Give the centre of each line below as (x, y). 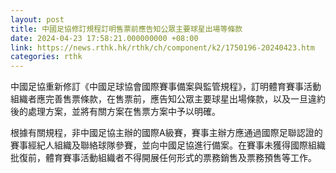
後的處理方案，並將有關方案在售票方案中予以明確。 (115, 112)
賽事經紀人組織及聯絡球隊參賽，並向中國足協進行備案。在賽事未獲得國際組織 (168, 145)
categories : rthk (46, 57)
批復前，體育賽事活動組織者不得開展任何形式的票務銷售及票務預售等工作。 (163, 158)
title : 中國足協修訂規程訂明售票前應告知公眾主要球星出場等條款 (126, 29)
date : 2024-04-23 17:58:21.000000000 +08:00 (104, 38)
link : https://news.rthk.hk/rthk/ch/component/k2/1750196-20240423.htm (162, 47)
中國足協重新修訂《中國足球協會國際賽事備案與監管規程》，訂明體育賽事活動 (166, 87)
